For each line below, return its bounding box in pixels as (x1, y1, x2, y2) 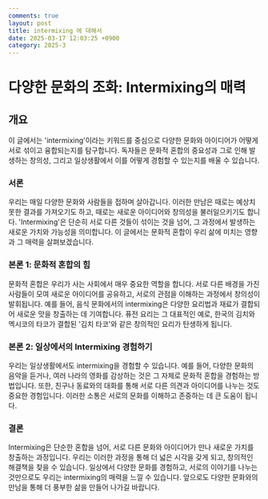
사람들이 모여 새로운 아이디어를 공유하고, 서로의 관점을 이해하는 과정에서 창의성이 (8, 289, 261, 299)
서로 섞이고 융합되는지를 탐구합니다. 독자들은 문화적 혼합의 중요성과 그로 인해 (8, 146, 248, 155)
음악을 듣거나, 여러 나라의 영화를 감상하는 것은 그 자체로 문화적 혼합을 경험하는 (8, 371, 252, 380)
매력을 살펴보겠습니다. (25, 237, 94, 247)
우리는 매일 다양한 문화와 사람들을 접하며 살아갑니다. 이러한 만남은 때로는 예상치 (8, 197, 256, 207)
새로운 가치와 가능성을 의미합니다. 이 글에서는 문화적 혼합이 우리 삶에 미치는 (8, 227, 243, 237)
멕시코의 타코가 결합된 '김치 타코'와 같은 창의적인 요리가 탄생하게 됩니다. (8, 319, 233, 328)
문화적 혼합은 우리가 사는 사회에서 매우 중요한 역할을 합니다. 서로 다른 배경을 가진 (8, 279, 260, 288)
